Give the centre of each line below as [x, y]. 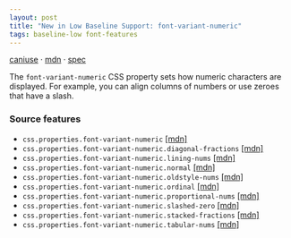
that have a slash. [42, 96]
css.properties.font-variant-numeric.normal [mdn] [119, 167]
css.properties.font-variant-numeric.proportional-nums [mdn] [141, 195]
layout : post [34, 17]
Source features [45, 119]
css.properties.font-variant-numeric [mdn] [105, 139]
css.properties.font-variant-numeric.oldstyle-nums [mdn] [133, 176]
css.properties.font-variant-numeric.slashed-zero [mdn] [131, 205]
